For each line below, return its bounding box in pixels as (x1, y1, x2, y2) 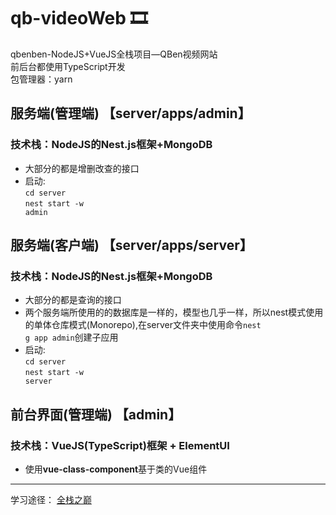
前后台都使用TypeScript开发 (10, 60, 126, 72)
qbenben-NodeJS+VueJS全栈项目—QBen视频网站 (10, 48, 218, 60)
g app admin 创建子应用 (24, 331, 119, 344)
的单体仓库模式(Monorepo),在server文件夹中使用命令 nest (24, 319, 262, 331)
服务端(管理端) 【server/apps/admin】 (10, 105, 252, 122)
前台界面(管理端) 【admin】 (10, 406, 182, 423)
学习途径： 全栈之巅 (10, 494, 92, 505)
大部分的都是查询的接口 (24, 294, 122, 306)
